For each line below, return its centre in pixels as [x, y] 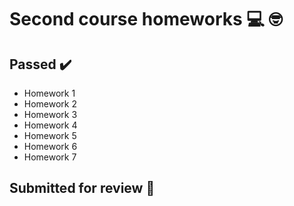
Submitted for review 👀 [82, 188]
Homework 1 [49, 93]
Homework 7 [50, 157]
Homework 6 [50, 146]
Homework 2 [50, 104]
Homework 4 [50, 125]
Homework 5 [50, 135]
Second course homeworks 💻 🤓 [146, 19]
